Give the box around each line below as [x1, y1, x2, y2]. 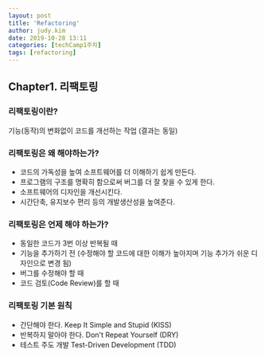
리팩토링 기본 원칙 [8, 300, 73, 312]
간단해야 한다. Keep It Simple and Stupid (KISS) [19, 320, 173, 329]
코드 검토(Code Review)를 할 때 [19, 278, 119, 288]
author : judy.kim [8, 26, 66, 34]
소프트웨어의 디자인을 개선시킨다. [19, 186, 123, 196]
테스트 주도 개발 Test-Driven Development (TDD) [19, 339, 177, 349]
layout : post [8, 11, 52, 20]
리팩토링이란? [8, 106, 58, 117]
